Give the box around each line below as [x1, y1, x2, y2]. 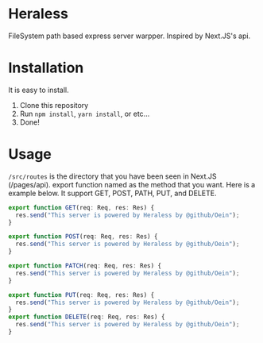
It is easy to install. [8, 85, 69, 94]
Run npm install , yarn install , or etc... [19, 109, 150, 118]
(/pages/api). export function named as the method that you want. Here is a [8, 179, 256, 189]
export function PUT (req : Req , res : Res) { [8, 291, 155, 299]
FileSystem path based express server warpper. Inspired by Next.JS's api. [8, 31, 251, 40]
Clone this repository [19, 100, 89, 110]
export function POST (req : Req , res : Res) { [8, 233, 158, 241]
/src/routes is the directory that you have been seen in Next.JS [8, 171, 217, 181]
